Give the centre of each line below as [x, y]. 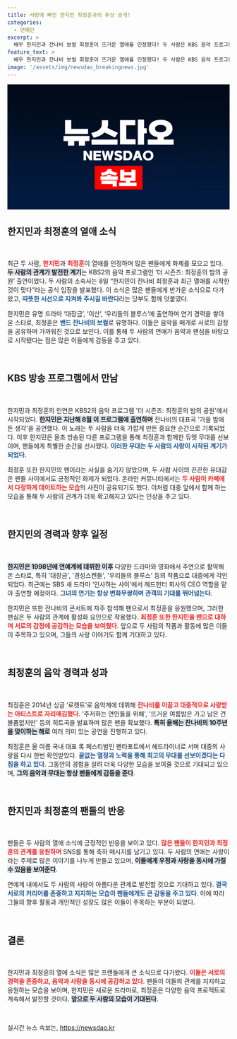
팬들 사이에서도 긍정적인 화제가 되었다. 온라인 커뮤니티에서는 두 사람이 [110, 478]
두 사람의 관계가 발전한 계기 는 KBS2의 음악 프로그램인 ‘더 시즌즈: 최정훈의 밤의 [114, 272]
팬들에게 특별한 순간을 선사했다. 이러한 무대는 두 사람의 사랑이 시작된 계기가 [125, 446]
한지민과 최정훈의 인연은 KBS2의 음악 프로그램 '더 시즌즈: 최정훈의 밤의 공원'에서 [118, 410]
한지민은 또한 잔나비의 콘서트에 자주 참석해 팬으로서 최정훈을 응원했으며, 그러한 [116, 608]
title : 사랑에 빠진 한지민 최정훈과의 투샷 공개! [69, 15]
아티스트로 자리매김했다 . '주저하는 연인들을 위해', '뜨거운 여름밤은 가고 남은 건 [120, 714]
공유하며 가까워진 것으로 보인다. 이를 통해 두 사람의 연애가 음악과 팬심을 [112, 332]
